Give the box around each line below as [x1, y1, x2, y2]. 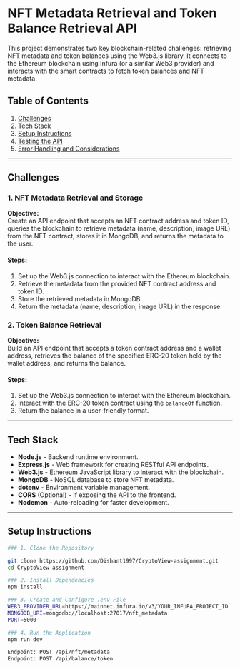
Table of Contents [7, 95, 89, 107]
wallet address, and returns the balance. [7, 358, 126, 367]
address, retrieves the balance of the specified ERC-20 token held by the [7, 351, 222, 360]
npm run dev [7, 635, 43, 643]
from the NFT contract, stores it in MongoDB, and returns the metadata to [7, 232, 224, 241]
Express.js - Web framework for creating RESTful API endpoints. [17, 460, 209, 468]
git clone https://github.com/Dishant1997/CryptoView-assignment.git [7, 557, 219, 565]
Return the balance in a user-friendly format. [17, 406, 149, 415]
